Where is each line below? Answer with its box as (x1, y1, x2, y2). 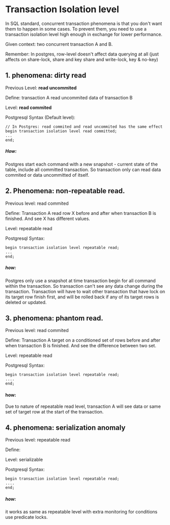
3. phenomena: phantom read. (5, 314, 103, 322)
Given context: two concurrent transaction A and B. (5, 41, 113, 47)
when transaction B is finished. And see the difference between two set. (5, 343, 157, 349)
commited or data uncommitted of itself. (5, 172, 90, 178)
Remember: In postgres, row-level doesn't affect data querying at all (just (5, 51, 159, 57)
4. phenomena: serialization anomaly (5, 423, 126, 432)
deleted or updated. (5, 299, 47, 305)
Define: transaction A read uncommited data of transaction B (5, 94, 133, 100)
